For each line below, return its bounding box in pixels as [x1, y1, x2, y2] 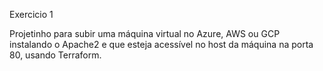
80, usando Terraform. [9, 49, 102, 61]
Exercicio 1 [9, 9, 54, 20]
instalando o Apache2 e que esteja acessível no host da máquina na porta [9, 39, 314, 50]
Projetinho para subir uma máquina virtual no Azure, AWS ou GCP [9, 28, 281, 39]
